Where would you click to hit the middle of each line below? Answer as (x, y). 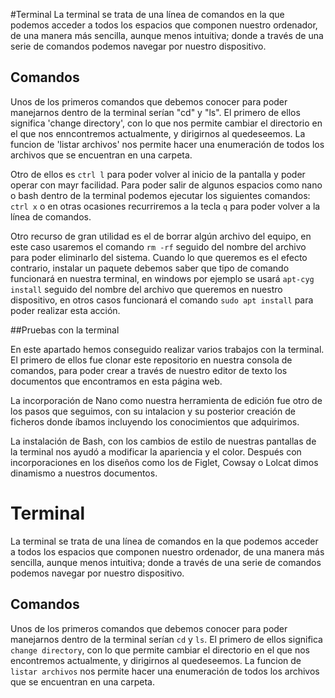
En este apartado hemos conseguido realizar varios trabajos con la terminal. (167, 349)
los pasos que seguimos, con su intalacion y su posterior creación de (153, 411)
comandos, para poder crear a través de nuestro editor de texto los (149, 370)
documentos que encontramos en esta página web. (116, 381)
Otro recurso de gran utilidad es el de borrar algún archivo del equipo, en (161, 236)
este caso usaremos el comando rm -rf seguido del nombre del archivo (158, 246)
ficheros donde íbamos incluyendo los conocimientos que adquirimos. (155, 421)
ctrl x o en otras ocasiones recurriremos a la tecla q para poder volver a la (165, 206)
